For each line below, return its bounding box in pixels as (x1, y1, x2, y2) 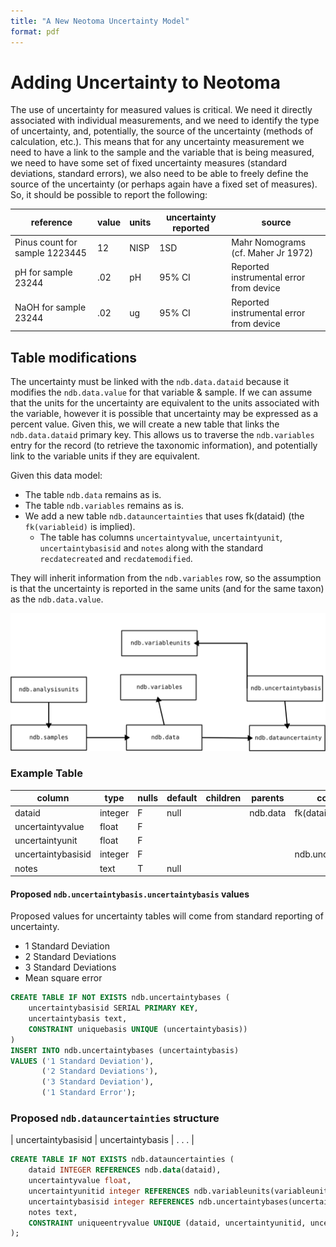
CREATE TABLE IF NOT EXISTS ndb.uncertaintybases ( (10, 993, 230, 1003)
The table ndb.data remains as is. (24, 489, 162, 500)
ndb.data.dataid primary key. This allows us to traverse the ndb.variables (10, 429, 315, 440)
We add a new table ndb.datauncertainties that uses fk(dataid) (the (24, 510, 305, 522)
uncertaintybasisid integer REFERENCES (28, 1196, 195, 1207)
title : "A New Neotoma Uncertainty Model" (10, 16, 190, 26)
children (205, 792, 242, 804)
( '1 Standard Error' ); (41, 1088, 137, 1098)
